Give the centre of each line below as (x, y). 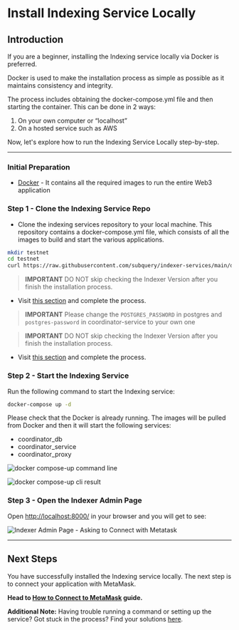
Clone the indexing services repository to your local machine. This (115, 224)
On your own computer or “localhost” (73, 120)
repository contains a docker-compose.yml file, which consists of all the (123, 232)
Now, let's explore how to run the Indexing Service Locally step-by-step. (113, 142)
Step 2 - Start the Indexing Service (68, 376)
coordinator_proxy (44, 455)
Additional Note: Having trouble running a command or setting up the (110, 611)
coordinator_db (40, 439)
